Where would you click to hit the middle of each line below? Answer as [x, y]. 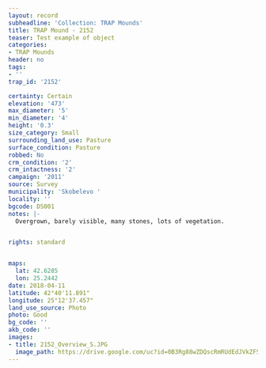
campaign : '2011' [37, 177]
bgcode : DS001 [32, 207]
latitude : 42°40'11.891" [49, 293]
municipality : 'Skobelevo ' [55, 192]
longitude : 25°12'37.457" [51, 300]
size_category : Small [44, 133]
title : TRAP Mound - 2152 [51, 30]
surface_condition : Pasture [55, 147]
